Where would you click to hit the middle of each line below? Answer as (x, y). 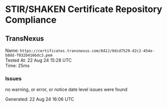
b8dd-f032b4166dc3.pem (29, 55)
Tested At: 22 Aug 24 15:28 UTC (38, 60)
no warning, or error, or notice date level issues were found (66, 89)
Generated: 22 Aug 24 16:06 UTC (40, 99)
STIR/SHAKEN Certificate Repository (84, 9)
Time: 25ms (18, 66)
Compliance (31, 20)
